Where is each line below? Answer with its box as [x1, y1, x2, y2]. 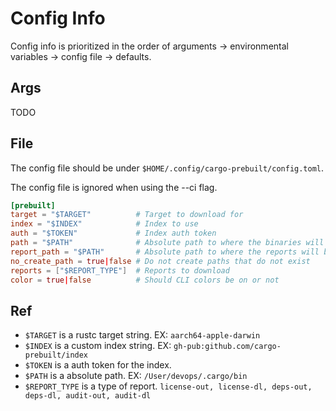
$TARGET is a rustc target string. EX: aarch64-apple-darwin [24, 329, 261, 341]
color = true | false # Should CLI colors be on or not [10, 275, 280, 285]
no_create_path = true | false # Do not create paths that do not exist [10, 256, 311, 266]
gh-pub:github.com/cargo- [173, 342, 282, 352]
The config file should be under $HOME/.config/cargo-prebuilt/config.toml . [10, 162, 325, 174]
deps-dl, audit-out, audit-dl [24, 391, 152, 401]
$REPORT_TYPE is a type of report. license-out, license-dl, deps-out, [24, 380, 313, 392]
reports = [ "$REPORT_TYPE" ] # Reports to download [10, 265, 230, 276]
